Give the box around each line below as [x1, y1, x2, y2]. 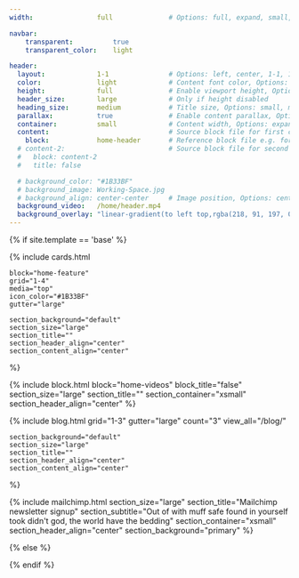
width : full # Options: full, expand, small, [9, 12, 293, 22]
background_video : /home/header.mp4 [17, 202, 162, 211]
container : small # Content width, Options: [17, 119, 269, 129]
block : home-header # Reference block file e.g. [25, 136, 277, 145]
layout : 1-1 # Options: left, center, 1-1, [17, 70, 285, 79]
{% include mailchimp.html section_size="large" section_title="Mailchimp [9, 497, 278, 507]
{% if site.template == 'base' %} [9, 235, 127, 245]
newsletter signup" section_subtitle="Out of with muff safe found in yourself [9, 506, 288, 517]
